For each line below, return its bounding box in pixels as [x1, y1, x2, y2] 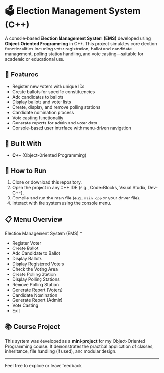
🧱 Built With [5, 139, 41, 148]
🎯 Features [5, 71, 39, 79]
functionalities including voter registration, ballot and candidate [5, 46, 132, 51]
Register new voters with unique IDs [12, 83, 85, 89]
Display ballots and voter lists [12, 99, 72, 105]
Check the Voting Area [12, 266, 58, 272]
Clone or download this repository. [12, 179, 82, 185]
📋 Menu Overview [5, 215, 63, 224]
